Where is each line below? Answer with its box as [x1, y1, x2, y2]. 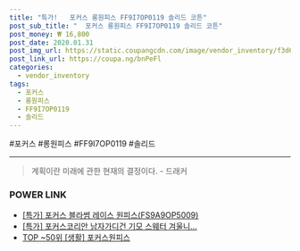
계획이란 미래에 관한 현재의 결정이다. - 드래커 [30, 166, 187, 177]
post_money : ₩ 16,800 [9, 29, 90, 38]
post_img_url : [9, 46, 62, 55]
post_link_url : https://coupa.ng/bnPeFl [9, 54, 162, 63]
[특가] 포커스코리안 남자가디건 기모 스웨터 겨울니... [21, 221, 198, 232]
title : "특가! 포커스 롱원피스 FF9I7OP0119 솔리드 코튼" [9, 13, 207, 22]
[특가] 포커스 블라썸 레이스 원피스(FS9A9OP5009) [21, 210, 199, 221]
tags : [9, 79, 29, 88]
